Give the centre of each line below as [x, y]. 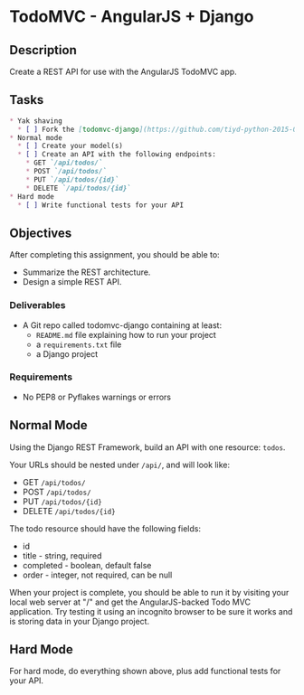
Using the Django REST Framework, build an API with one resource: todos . [147, 447]
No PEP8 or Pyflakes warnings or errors [97, 397]
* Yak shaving [36, 121]
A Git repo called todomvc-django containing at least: [122, 325]
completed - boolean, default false [87, 565]
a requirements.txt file [79, 344]
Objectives [41, 233]
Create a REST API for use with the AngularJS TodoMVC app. [123, 71]
